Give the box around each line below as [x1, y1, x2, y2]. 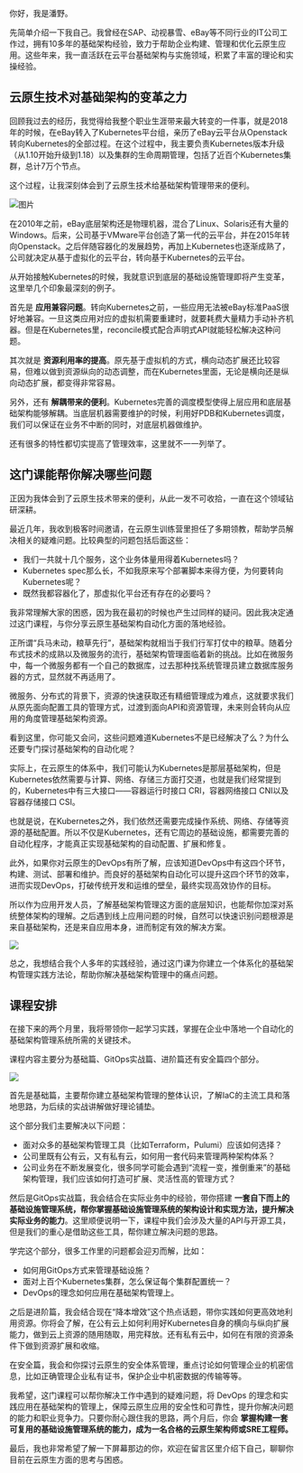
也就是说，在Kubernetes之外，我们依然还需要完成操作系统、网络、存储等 [9, 815, 281, 826]
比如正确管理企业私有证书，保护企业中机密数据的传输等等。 [24, 1371, 246, 1382]
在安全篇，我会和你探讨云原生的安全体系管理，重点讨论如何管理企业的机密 [9, 1359, 286, 1370]
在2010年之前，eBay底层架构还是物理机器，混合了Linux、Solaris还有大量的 [9, 218, 289, 228]
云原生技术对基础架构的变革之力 [9, 89, 188, 106]
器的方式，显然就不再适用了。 [9, 671, 120, 681]
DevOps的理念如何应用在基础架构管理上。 [22, 1287, 179, 1298]
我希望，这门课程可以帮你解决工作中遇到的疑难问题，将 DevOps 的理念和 [9, 1390, 281, 1401]
